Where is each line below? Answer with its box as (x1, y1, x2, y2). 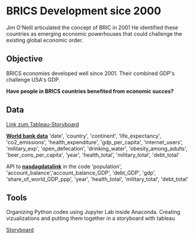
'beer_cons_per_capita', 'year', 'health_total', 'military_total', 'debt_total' (6, 151, 180, 159)
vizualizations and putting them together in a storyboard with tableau (6, 215, 176, 222)
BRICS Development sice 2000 (6, 4, 162, 18)
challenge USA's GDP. (6, 76, 61, 83)
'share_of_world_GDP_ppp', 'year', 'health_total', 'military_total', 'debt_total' (6, 175, 189, 182)
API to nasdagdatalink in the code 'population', (6, 163, 122, 170)
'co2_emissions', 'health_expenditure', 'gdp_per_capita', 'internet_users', (6, 138, 183, 145)
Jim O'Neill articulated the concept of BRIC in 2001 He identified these (6, 24, 179, 31)
